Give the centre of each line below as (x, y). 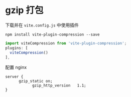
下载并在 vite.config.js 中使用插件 (42, 25)
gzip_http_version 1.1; (59, 85)
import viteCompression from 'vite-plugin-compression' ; (66, 43)
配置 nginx (16, 67)
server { (14, 77)
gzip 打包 (24, 10)
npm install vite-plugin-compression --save (52, 34)
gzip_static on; (35, 81)
